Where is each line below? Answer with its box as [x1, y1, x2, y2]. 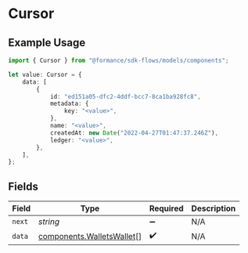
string [38, 216, 60, 227]
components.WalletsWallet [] [38, 230, 142, 241]
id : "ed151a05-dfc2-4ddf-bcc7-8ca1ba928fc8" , [49, 92, 201, 100]
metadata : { [49, 99, 89, 108]
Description [191, 203, 236, 214]
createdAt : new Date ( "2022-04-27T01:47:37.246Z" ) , [49, 128, 219, 137]
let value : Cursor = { [8, 70, 82, 78]
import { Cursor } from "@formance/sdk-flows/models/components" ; [8, 56, 229, 64]
